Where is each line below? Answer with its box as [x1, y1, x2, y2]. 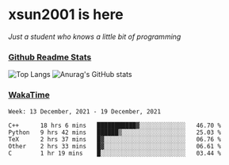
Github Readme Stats [8, 52, 92, 63]
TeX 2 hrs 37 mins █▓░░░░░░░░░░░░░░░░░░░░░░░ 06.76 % [8, 135, 222, 144]
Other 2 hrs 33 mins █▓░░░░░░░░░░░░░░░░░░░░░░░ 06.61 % [8, 142, 222, 150]
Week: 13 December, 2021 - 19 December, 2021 [8, 107, 161, 116]
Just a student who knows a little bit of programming [8, 32, 181, 41]
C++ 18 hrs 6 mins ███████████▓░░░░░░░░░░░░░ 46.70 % [8, 121, 222, 129]
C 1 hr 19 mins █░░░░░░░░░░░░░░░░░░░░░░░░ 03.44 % [8, 149, 222, 157]
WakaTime [8, 90, 50, 101]
